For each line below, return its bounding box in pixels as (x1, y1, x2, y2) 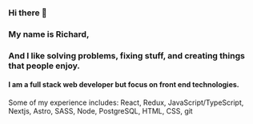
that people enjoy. (8, 60, 80, 71)
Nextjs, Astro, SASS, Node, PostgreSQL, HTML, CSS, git (8, 106, 194, 115)
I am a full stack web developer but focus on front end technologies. (8, 80, 239, 90)
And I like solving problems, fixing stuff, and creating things (8, 50, 246, 61)
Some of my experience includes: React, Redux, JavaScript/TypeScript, (8, 98, 244, 107)
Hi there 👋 (8, 7, 48, 18)
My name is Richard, (8, 28, 90, 39)
